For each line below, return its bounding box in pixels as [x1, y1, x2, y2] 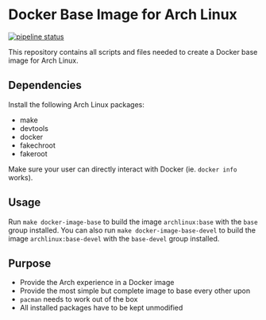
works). [8, 172, 33, 182]
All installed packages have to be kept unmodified [19, 303, 183, 313]
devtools [19, 123, 49, 133]
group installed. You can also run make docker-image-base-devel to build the [8, 225, 256, 235]
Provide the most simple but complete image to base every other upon [19, 286, 251, 295]
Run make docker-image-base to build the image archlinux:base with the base [8, 217, 258, 226]
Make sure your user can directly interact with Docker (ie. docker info [8, 164, 237, 174]
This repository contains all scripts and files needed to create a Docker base [8, 47, 258, 56]
